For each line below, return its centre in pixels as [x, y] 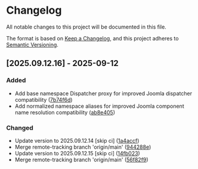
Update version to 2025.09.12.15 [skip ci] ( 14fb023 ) [77, 153]
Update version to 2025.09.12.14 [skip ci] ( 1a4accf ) [77, 140]
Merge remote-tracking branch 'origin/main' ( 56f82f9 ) [81, 159]
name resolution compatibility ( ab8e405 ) [65, 112]
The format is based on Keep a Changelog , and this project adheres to [92, 38]
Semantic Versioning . [32, 45]
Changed [20, 127]
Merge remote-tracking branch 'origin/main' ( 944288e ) [83, 147]
